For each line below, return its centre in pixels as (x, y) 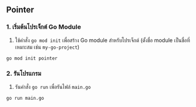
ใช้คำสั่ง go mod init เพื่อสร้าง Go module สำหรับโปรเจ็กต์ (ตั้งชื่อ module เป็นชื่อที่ (103, 40)
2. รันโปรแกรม (24, 73)
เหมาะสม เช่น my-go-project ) (47, 47)
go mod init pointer (32, 58)
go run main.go (25, 98)
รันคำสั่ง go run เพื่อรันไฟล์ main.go (53, 87)
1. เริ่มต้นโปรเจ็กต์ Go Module (44, 27)
